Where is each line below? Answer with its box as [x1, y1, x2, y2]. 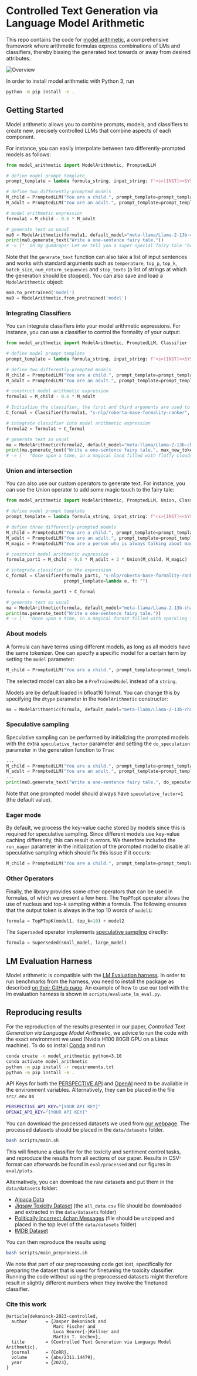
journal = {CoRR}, [11, 1350, 69, 1355]
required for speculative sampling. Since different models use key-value [6, 830, 180, 837]
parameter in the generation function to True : [6, 746, 115, 753]
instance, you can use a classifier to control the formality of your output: [6, 329, 181, 336]
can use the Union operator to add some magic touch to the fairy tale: [6, 486, 175, 493]
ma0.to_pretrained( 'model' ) [6, 290, 75, 296]
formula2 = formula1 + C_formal [6, 426, 85, 432]
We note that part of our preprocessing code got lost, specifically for [6, 1260, 172, 1267]
